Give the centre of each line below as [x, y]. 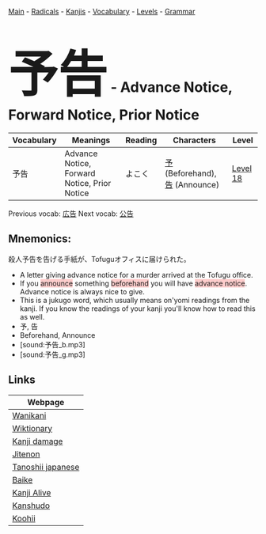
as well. [32, 316]
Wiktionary [32, 428]
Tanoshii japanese [46, 467]
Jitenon [26, 454]
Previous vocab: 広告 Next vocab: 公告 [71, 214]
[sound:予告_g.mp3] [52, 354]
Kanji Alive [32, 492]
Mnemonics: [40, 239]
